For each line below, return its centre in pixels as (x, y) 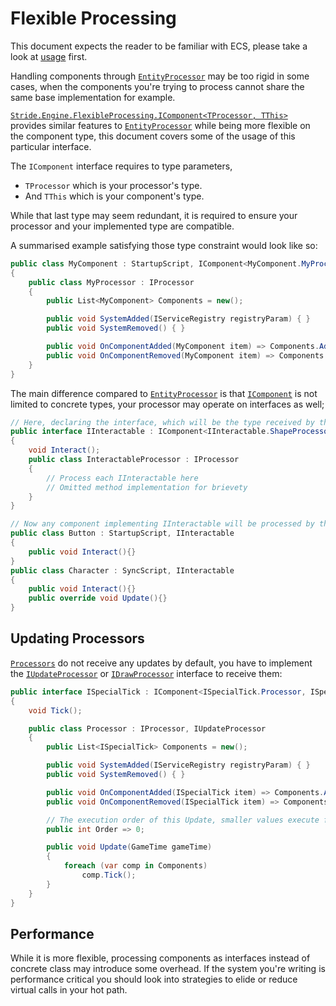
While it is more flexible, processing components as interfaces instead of (160, 958)
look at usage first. (49, 56)
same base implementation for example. (93, 97)
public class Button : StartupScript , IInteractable (122, 533)
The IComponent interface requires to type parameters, (121, 166)
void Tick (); (55, 710)
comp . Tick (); (109, 875)
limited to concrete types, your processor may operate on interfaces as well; (167, 404)
